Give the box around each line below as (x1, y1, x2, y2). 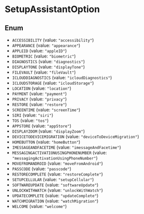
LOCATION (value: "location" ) (12, 85, 72, 91)
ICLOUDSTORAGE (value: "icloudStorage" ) (12, 80, 94, 86)
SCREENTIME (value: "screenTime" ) (12, 107, 80, 113)
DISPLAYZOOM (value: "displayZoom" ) (12, 128, 85, 134)
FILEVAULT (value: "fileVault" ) (12, 69, 76, 75)
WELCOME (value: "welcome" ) (12, 203, 67, 209)
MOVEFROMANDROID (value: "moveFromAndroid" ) (12, 161, 103, 166)
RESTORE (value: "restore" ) (12, 101, 67, 107)
